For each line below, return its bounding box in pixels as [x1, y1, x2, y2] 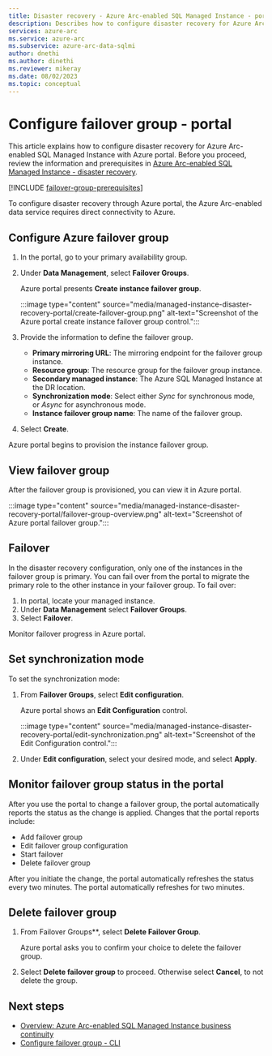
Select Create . [19, 424, 69, 434]
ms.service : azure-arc [8, 34, 85, 43]
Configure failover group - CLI [19, 1038, 121, 1048]
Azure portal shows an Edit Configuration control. [19, 705, 188, 715]
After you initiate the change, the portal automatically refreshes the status [8, 874, 254, 883]
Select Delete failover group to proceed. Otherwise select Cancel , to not [19, 967, 264, 977]
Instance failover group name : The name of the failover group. [32, 409, 243, 419]
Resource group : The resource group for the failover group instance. [32, 366, 263, 376]
